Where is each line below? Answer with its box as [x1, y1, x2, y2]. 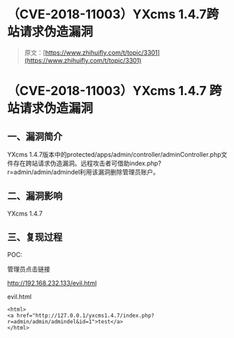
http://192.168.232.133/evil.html [7, 279, 97, 287]
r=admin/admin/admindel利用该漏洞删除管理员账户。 [7, 167, 159, 176]
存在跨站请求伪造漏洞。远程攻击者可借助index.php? [13, 159, 162, 167]
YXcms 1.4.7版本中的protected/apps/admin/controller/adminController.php [7, 150, 221, 158]
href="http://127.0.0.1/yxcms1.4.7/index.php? [16, 312, 155, 319]
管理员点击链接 [7, 265, 50, 273]
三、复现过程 [7, 232, 63, 244]
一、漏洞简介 [7, 130, 63, 142]
